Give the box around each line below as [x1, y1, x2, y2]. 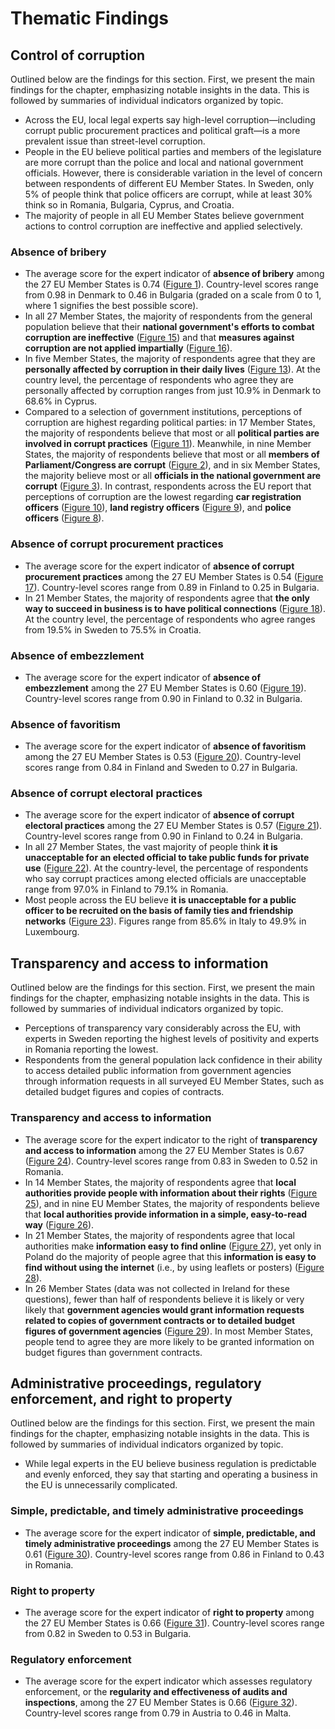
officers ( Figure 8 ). [24, 512, 105, 524]
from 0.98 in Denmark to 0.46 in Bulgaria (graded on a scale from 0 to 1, [24, 289, 322, 301]
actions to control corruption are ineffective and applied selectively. [24, 220, 303, 232]
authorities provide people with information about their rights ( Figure [24, 1187, 318, 1199]
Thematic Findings [10, 7, 170, 30]
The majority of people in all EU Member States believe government [24, 210, 305, 221]
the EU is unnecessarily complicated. [24, 1479, 178, 1491]
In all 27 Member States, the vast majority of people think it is [24, 841, 278, 853]
